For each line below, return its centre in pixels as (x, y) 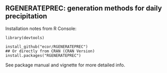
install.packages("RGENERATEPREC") (43, 55)
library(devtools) (25, 38)
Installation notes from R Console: (41, 28)
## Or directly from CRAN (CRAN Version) (50, 51)
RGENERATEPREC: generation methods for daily (84, 8)
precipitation (26, 16)
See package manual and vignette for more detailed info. (65, 65)
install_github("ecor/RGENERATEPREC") (47, 47)
